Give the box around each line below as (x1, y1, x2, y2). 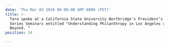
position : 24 (5, 30, 33, 35)
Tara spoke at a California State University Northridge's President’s (10, 16, 163, 21)
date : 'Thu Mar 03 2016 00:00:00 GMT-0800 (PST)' (5, 7, 112, 12)
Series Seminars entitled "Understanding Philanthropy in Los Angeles (10, 21, 161, 26)
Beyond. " (10, 26, 30, 31)
